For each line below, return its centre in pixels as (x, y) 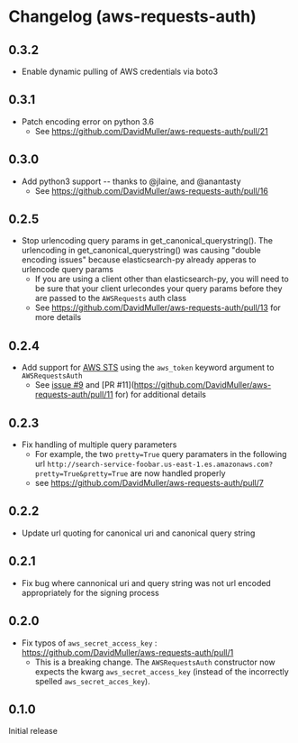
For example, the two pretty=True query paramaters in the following (161, 454)
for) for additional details (161, 395)
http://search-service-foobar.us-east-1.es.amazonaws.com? (160, 465)
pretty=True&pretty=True (81, 474)
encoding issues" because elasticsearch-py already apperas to (139, 260)
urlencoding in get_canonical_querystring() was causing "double (141, 251)
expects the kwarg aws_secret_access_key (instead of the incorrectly (162, 671)
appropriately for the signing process (90, 592)
